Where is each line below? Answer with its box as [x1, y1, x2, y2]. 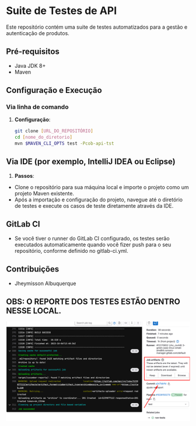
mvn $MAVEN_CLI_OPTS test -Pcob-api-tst [14, 140, 114, 147]
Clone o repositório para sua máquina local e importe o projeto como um [14, 183, 190, 191]
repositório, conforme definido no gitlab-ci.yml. [14, 247, 128, 254]
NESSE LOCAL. [6, 305, 61, 315]
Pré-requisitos [6, 47, 60, 57]
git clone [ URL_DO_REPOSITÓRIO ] [14, 128, 93, 134]
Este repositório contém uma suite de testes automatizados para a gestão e [6, 23, 188, 30]
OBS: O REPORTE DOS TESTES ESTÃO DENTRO [6, 297, 181, 307]
